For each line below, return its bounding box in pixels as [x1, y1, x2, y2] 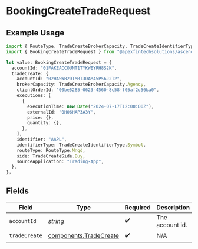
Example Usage [6, 28, 65, 38]
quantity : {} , [27, 120, 62, 126]
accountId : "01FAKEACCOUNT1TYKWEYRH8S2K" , [11, 65, 117, 71]
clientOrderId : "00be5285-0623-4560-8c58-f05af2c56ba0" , [16, 87, 160, 93]
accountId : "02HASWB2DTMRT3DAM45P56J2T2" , [16, 76, 123, 82]
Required [124, 203, 151, 211]
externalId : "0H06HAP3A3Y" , [27, 109, 96, 115]
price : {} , [27, 114, 54, 121]
